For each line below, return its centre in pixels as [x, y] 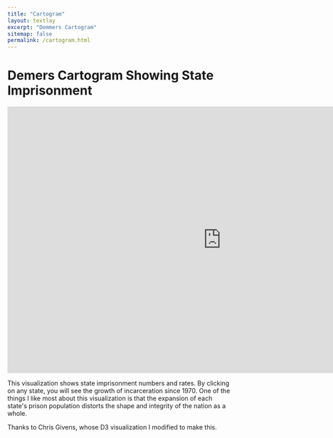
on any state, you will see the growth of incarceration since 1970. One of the [119, 391]
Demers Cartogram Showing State [111, 76]
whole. [17, 414]
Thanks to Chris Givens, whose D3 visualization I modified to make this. [112, 427]
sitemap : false [30, 34]
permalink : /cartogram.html [49, 41]
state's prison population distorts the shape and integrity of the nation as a [117, 406]
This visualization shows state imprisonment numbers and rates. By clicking [118, 383]
